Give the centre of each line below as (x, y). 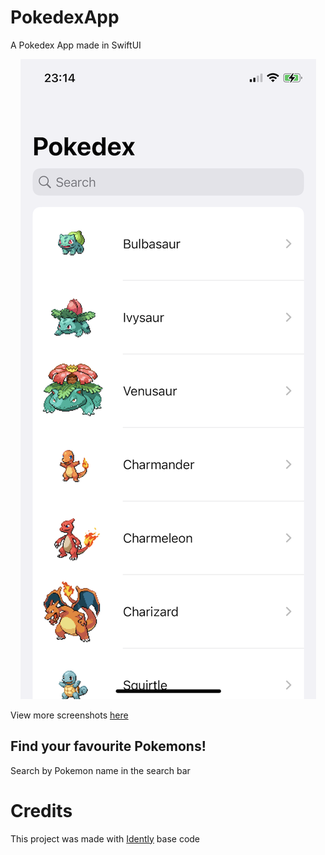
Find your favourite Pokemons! (108, 746)
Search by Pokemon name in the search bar (100, 770)
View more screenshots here (69, 715)
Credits (41, 810)
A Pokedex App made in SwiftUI (76, 45)
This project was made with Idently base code (105, 838)
